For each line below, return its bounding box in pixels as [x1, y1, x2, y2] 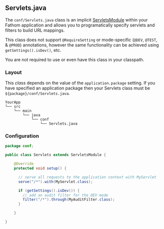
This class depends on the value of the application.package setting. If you [5, 80, 155, 86]
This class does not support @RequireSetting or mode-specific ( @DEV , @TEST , [5, 37, 158, 43]
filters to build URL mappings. [5, 27, 65, 33]
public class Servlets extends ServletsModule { [5, 153, 106, 158]
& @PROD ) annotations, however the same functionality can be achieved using [5, 42, 159, 48]
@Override [14, 161, 34, 166]
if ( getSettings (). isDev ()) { [18, 188, 80, 193]
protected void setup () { [14, 166, 67, 171]
